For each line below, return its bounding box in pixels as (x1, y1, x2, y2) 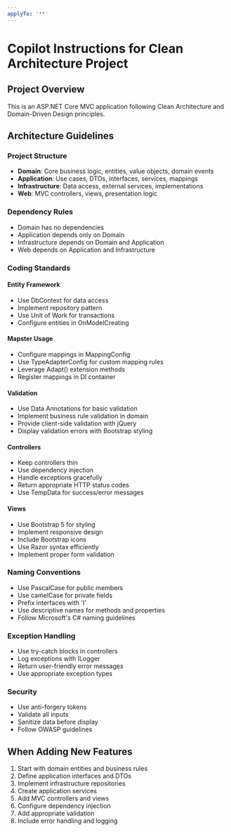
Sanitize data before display (17, 718, 98, 727)
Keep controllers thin (17, 459, 79, 467)
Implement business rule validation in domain (17, 412, 149, 421)
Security (7, 687, 37, 697)
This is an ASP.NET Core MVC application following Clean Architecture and (7, 102, 225, 110)
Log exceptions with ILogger (17, 655, 100, 663)
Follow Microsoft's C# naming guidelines (17, 613, 136, 622)
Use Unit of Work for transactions (17, 311, 115, 319)
